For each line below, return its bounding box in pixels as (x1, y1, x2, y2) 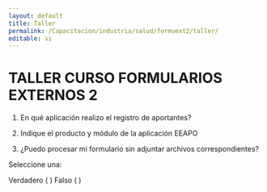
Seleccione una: (8, 160, 62, 169)
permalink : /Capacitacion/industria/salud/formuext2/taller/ (8, 27, 219, 35)
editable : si (8, 34, 53, 43)
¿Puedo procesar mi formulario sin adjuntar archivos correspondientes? (19, 144, 260, 154)
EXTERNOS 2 (8, 86, 99, 105)
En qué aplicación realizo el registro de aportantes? (19, 113, 192, 123)
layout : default (8, 11, 63, 20)
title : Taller (8, 19, 57, 27)
